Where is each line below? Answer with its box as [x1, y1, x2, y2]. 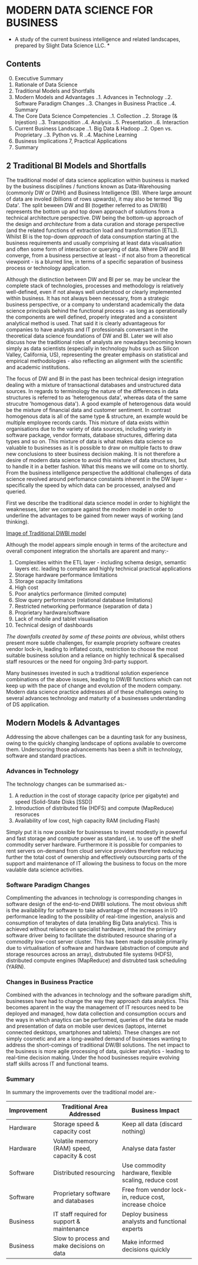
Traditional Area [61, 1102, 108, 1110]
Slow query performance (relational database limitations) [14, 596, 153, 603]
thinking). [6, 518, 29, 525]
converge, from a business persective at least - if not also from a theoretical [6, 251, 191, 259]
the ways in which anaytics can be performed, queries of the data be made [6, 1016, 189, 1024]
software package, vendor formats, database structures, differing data [6, 432, 177, 439]
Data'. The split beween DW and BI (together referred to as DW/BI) [6, 201, 167, 208]
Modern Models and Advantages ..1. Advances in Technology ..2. [14, 93, 173, 100]
